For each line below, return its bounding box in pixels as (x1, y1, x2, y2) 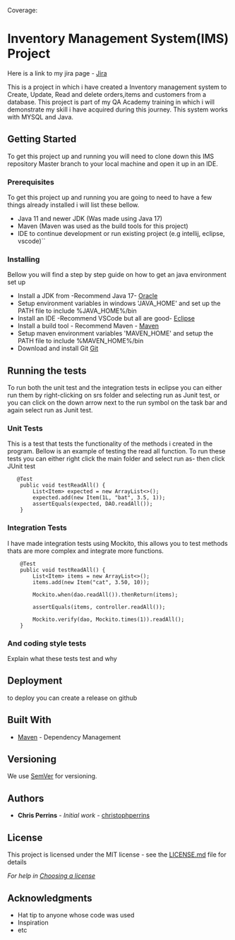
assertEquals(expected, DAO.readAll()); (32, 501, 153, 508)
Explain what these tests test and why (7, 655, 118, 663)
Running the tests (7, 364, 87, 376)
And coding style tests (7, 638, 87, 648)
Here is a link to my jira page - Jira (7, 69, 107, 77)
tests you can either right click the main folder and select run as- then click (7, 455, 226, 463)
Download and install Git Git (17, 344, 99, 352)
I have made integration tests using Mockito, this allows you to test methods (7, 539, 228, 547)
